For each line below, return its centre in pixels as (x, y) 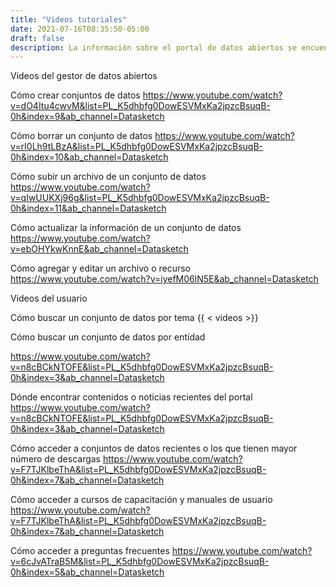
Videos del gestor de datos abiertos (84, 76)
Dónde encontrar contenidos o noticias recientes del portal (131, 397)
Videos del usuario (49, 298)
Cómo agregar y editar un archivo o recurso (101, 268)
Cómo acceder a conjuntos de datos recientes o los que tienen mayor (154, 448)
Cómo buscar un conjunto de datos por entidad (108, 337)
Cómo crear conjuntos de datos (75, 95)
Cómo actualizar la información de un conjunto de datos (126, 228)
